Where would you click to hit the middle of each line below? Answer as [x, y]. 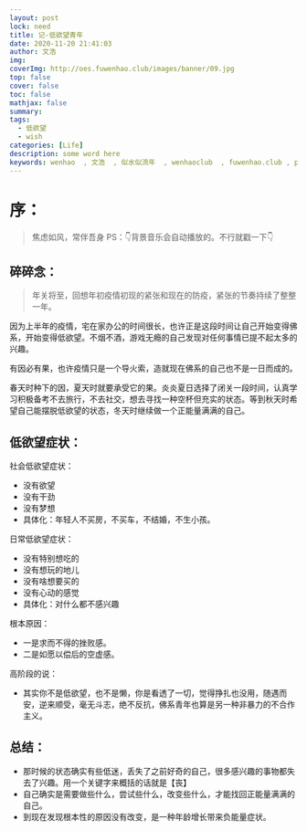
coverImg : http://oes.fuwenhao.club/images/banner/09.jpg [122, 69]
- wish [30, 137]
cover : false [34, 86]
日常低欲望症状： [42, 539]
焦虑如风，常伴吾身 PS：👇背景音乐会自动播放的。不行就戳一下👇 [153, 237]
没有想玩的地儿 [51, 570]
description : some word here [65, 153]
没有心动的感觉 [51, 593]
